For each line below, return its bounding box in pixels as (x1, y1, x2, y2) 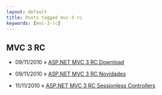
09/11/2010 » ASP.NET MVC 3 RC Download (15, 59, 125, 66)
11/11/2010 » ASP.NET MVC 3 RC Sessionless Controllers (15, 82, 156, 90)
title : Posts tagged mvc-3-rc (6, 15, 83, 21)
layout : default (6, 8, 47, 15)
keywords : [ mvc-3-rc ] (6, 20, 61, 26)
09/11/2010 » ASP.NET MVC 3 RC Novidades (15, 70, 126, 77)
